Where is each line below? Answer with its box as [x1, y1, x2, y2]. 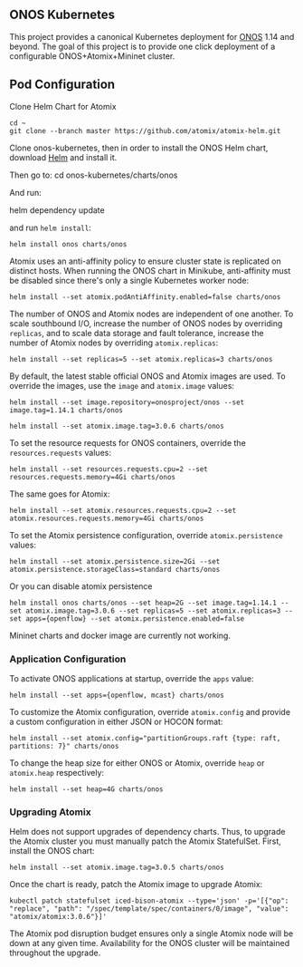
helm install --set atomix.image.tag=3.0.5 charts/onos [9, 863, 224, 873]
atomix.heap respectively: [9, 767, 105, 778]
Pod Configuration [9, 77, 116, 92]
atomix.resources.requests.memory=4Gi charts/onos [9, 514, 204, 523]
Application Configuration [9, 653, 127, 665]
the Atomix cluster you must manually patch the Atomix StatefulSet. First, [9, 836, 282, 846]
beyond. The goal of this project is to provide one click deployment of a [9, 41, 276, 52]
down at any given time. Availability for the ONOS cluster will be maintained [9, 938, 290, 949]
